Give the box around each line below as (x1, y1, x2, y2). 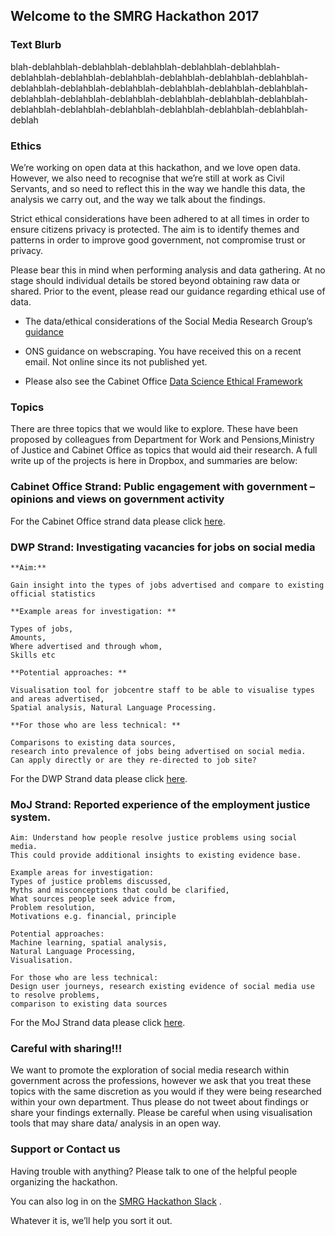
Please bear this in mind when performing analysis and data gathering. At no (10, 264, 326, 276)
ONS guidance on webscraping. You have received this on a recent (24, 345, 302, 357)
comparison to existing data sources (10, 999, 168, 1009)
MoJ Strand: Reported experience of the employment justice (10, 797, 311, 811)
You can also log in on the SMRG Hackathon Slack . (10, 1195, 222, 1207)
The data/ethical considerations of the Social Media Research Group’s (24, 315, 313, 327)
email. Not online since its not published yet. (24, 355, 208, 368)
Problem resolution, (10, 903, 97, 913)
